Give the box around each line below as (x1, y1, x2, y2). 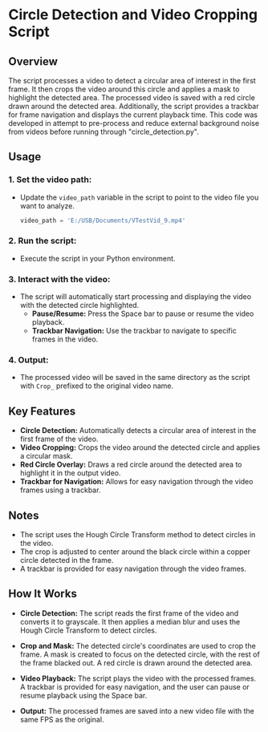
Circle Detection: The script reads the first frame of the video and (19, 608, 239, 618)
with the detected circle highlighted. (19, 301, 140, 310)
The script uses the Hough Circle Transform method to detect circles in (19, 530, 256, 540)
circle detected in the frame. (19, 556, 114, 565)
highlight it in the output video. (19, 468, 122, 478)
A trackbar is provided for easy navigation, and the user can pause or (19, 681, 250, 691)
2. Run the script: (8, 235, 77, 246)
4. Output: (8, 354, 50, 366)
